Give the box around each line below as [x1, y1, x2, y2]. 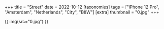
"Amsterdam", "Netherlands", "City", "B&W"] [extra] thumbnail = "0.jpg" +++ [4, 9, 160, 15]
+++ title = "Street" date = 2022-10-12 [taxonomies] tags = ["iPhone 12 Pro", [4, 4, 160, 10]
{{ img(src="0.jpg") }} [4, 19, 49, 24]
